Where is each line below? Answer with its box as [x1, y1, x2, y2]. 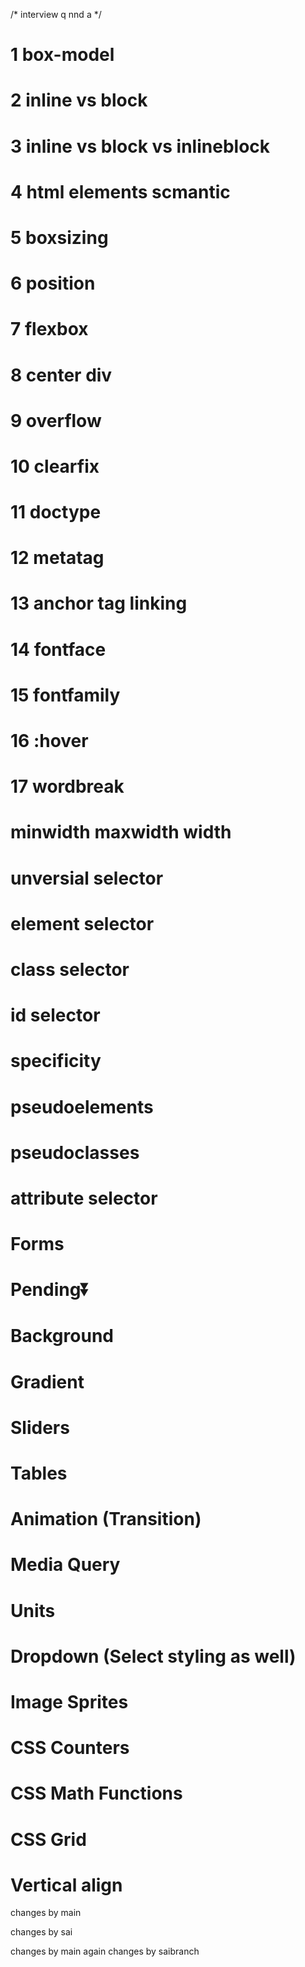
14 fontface [10, 638, 107, 661]
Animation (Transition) [10, 1508, 202, 1531]
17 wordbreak [10, 775, 125, 798]
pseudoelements [10, 1095, 154, 1118]
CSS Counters [10, 1737, 130, 1759]
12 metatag [10, 547, 105, 569]
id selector [10, 1004, 101, 1027]
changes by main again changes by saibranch [10, 1945, 200, 1958]
